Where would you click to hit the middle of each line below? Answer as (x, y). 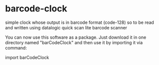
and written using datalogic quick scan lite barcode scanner (66, 27)
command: (16, 48)
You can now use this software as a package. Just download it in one (76, 37)
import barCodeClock (27, 57)
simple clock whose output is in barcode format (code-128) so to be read (80, 22)
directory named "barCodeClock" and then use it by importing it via (74, 42)
